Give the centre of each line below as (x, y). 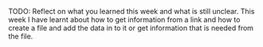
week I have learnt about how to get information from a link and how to (124, 20)
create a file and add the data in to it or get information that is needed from (131, 28)
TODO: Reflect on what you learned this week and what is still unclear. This (131, 11)
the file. (21, 36)
